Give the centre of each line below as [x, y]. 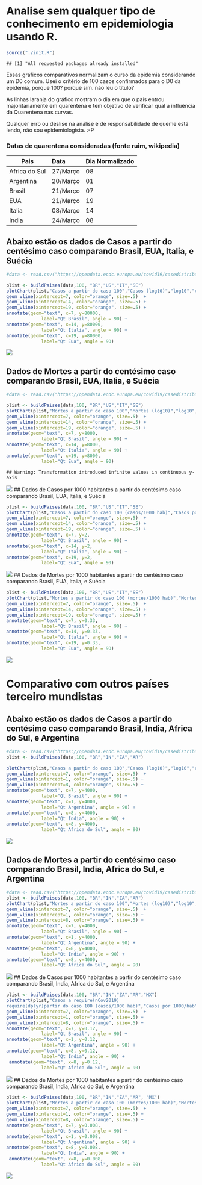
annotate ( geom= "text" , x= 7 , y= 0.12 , [52, 1028]
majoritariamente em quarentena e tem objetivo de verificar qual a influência [101, 105]
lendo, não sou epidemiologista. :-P [50, 130]
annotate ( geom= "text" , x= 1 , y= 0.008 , [54, 1136]
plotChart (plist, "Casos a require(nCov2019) [63, 1001]
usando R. [32, 37]
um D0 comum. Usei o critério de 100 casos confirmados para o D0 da [94, 81]
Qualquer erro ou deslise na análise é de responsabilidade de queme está [97, 123]
